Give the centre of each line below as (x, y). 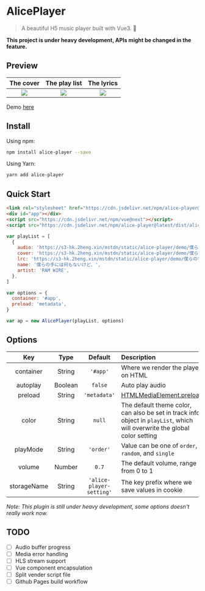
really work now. (27, 513)
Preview (22, 66)
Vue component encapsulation (54, 568)
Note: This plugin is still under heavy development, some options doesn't (98, 507)
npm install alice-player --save (49, 152)
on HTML (135, 375)
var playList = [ (28, 236)
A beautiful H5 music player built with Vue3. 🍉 (79, 28)
